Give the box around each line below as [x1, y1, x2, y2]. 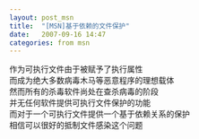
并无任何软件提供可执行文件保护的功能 [9, 98, 151, 109]
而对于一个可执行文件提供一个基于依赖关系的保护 [9, 109, 190, 119]
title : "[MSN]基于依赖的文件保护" [9, 22, 130, 30]
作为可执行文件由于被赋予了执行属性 [9, 64, 143, 74]
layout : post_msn [9, 13, 74, 22]
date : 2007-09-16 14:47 [9, 30, 106, 39]
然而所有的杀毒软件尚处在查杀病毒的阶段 [9, 86, 159, 97]
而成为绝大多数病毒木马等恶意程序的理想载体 [9, 75, 175, 86]
